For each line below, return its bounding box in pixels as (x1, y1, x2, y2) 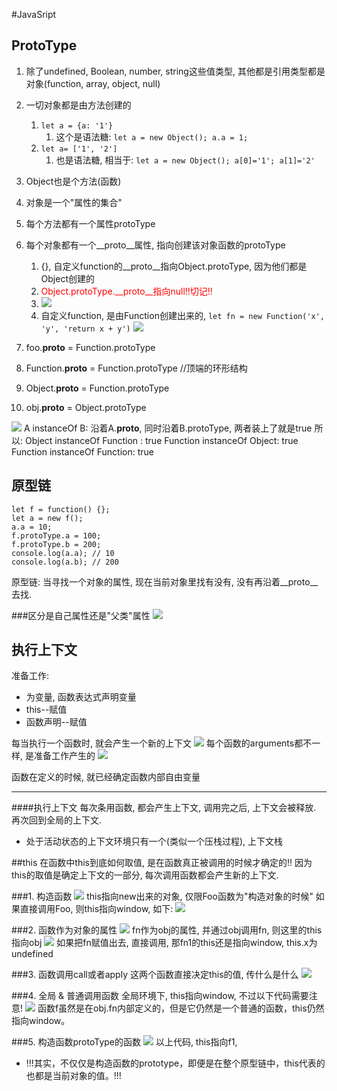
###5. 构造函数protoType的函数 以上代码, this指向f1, (11, 1036, 238, 1048)
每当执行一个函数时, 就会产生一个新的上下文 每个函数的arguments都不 (11, 737, 313, 749)
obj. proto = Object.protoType (25, 401, 147, 413)
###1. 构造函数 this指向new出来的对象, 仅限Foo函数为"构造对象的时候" (11, 890, 314, 903)
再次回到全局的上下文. (11, 814, 103, 826)
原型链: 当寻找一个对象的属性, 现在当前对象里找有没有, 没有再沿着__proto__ (11, 575, 319, 588)
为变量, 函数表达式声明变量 (25, 691, 137, 703)
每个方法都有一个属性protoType (25, 217, 156, 229)
